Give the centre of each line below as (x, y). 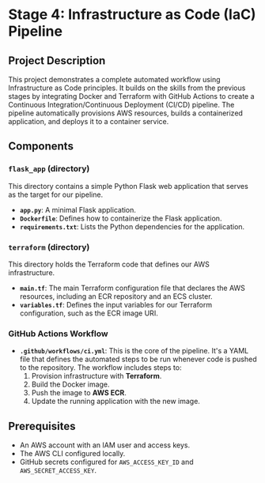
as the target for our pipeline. (56, 194)
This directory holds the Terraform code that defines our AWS (109, 264)
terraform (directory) (49, 247)
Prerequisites (42, 426)
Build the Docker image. (70, 384)
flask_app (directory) (49, 169)
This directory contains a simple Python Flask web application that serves (129, 186)
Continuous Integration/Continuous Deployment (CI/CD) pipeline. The (121, 105)
